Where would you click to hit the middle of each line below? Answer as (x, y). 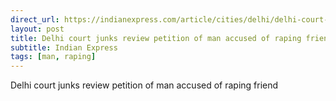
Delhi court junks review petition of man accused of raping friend (144, 85)
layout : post (37, 29)
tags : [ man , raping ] (53, 57)
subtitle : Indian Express (64, 47)
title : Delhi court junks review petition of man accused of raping (156, 38)
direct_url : (35, 19)
